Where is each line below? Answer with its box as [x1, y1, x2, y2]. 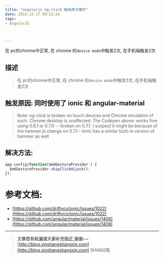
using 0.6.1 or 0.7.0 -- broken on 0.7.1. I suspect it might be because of [17, 123, 158, 129]
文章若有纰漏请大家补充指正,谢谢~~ [17, 236, 89, 242]
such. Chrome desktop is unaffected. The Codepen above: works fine [17, 117, 158, 123]
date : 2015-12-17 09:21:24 [5, 12, 60, 17]
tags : [5, 16, 16, 21]
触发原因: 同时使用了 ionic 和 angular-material [5, 99, 145, 108]
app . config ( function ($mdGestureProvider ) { [5, 162, 97, 167]
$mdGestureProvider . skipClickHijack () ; [9, 166, 91, 171]
